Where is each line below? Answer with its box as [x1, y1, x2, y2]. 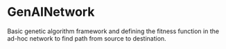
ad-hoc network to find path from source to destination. [7, 34, 166, 42]
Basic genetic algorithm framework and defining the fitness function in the [7, 27, 220, 35]
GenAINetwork [7, 4, 95, 20]
